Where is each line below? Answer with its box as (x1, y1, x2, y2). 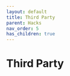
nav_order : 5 (6, 25, 39, 32)
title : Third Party (6, 14, 56, 20)
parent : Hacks (6, 20, 42, 26)
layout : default (6, 8, 47, 15)
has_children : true (6, 31, 56, 37)
